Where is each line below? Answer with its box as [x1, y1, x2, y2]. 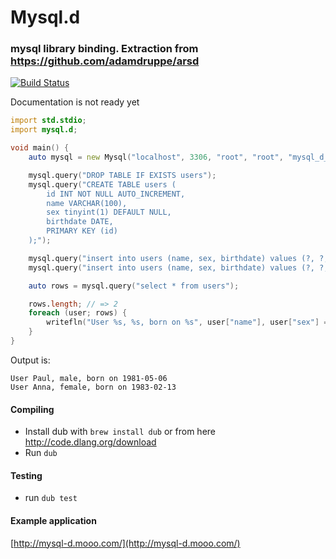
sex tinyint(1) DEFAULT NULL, [46, 207, 172, 218]
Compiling [10, 403, 55, 415]
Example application [10, 514, 97, 526]
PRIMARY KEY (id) [46, 226, 118, 236]
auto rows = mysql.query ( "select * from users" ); [28, 281, 240, 291]
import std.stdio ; [10, 116, 87, 126]
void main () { [10, 143, 70, 153]
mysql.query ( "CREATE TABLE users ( [28, 179, 177, 190]
